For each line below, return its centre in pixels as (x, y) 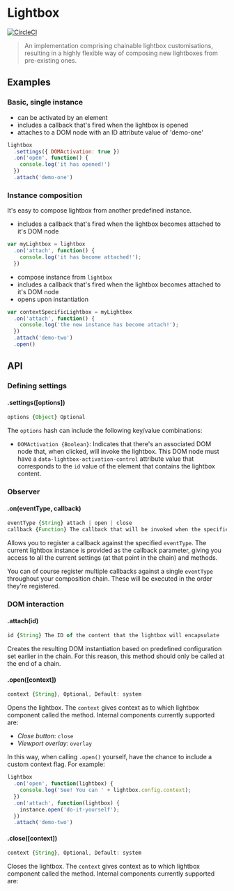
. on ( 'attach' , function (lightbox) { (67, 803)
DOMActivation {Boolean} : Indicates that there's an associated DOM (114, 444)
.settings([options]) (36, 402)
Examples (29, 83)
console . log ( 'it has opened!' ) (65, 165)
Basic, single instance (45, 102)
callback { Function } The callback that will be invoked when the (104, 530)
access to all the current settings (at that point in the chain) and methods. (112, 558)
